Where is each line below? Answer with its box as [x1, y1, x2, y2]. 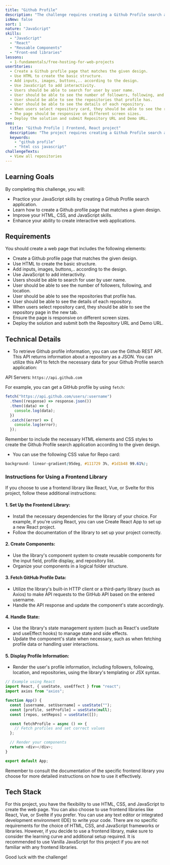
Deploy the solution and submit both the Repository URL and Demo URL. [12, 320, 163, 326]
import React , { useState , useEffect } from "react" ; [5, 684, 121, 689]
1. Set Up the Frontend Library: [5, 502, 71, 508]
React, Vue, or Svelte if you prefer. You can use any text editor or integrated [5, 812, 163, 818]
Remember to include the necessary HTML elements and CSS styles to [5, 436, 153, 442]
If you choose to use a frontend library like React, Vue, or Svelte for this [5, 485, 154, 491]
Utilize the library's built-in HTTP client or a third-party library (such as [12, 586, 160, 592]
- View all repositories [10, 154, 62, 159]
